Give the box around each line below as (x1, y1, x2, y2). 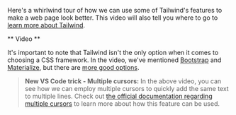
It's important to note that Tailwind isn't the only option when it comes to (7, 49, 219, 56)
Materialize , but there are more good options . (7, 63, 140, 71)
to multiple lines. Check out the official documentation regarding (24, 92, 213, 100)
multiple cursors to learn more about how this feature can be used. (24, 99, 220, 108)
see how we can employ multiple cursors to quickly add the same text (24, 85, 229, 92)
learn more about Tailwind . (7, 21, 86, 29)
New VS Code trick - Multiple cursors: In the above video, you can (24, 77, 222, 85)
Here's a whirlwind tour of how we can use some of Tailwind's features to (7, 6, 223, 14)
